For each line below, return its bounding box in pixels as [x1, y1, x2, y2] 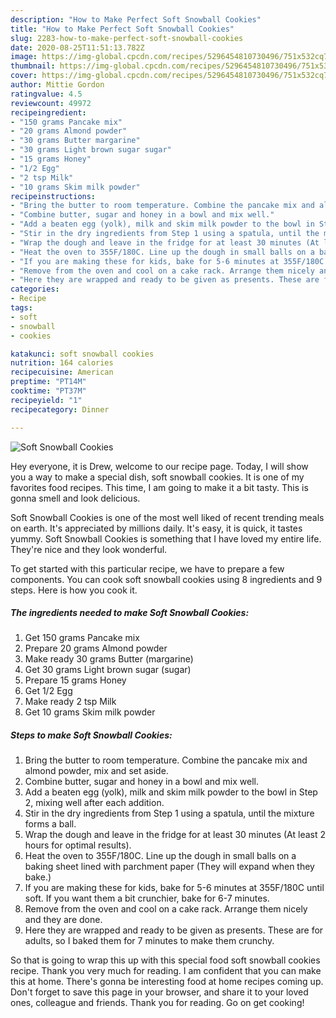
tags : [10, 303, 33, 313]
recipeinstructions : [10, 191, 97, 201]
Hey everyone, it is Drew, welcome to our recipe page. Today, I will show [10, 460, 309, 472]
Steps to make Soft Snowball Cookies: [10, 729, 173, 741]
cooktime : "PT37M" [10, 386, 87, 396]
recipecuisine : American [10, 367, 114, 378]
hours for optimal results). [24, 839, 132, 851]
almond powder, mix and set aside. [24, 765, 169, 777]
